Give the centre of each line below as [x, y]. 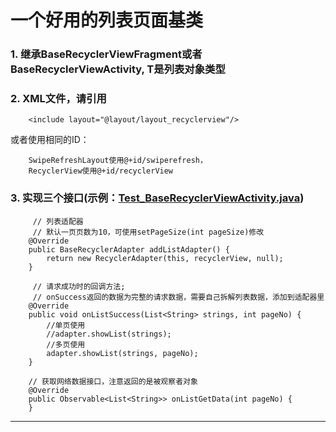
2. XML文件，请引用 [58, 99]
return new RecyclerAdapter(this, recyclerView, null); [165, 258]
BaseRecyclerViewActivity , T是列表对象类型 [118, 69]
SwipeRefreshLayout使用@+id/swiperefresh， [118, 161]
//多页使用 [66, 344]
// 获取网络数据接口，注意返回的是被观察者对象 [113, 381]
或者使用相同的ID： [50, 140]
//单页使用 [66, 325]
